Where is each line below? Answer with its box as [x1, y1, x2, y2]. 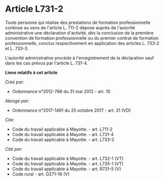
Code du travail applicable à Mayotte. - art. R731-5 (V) [12, 166, 121, 172]
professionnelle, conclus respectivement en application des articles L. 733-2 [5, 40, 160, 46]
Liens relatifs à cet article [5, 69, 58, 75]
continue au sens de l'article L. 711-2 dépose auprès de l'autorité [5, 24, 136, 30]
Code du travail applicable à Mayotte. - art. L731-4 [12, 131, 114, 137]
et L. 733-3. [5, 45, 29, 51]
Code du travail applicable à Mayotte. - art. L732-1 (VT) [12, 155, 124, 161]
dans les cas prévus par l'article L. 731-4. [5, 60, 88, 66]
